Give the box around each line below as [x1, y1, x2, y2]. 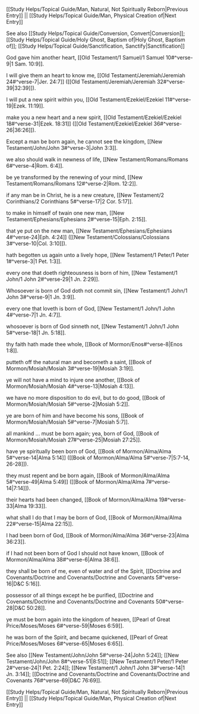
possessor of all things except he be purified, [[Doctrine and [6, 592, 154, 599]
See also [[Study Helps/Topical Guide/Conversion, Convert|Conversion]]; [6, 30, 185, 37]
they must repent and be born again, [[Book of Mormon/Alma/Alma [6, 472, 170, 479]
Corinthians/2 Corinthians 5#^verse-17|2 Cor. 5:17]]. [6, 198, 134, 205]
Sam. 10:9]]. [14, 60, 45, 67]
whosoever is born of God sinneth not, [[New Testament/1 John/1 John [6, 323, 179, 330]
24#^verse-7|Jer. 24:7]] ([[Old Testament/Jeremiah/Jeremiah [6, 78, 156, 85]
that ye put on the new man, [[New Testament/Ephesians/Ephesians [6, 227, 172, 234]
